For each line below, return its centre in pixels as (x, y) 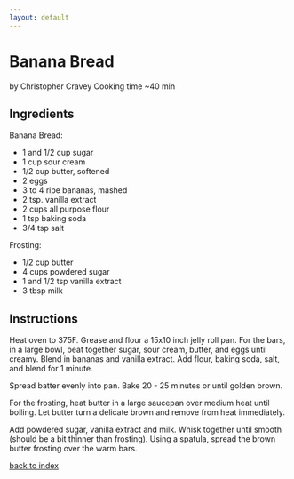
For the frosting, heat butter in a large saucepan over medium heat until (139, 403)
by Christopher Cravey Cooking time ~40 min (92, 86)
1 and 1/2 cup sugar (58, 153)
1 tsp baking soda (54, 219)
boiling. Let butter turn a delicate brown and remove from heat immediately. (147, 412)
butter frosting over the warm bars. (73, 449)
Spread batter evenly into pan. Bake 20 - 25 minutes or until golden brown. (146, 386)
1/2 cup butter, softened (66, 172)
